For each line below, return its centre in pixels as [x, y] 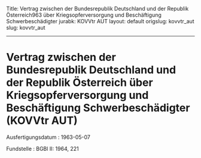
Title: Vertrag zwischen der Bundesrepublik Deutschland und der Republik [98, 9]
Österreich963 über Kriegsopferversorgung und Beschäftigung [84, 15]
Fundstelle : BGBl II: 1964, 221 [42, 148]
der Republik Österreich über [80, 83]
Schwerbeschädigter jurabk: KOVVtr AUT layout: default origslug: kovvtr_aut [100, 21]
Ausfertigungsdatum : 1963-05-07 [48, 137]
